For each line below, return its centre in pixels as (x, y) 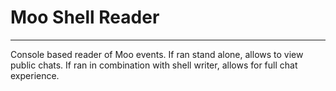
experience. (35, 75)
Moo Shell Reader (85, 17)
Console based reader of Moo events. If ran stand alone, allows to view (157, 54)
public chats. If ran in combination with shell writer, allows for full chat (154, 65)
